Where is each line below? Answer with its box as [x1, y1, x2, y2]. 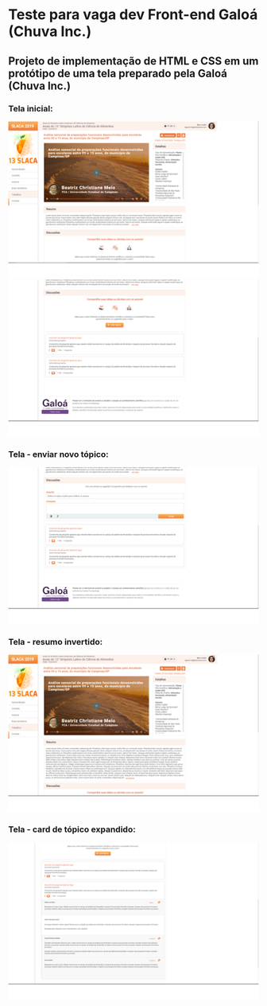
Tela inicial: [8, 103, 53, 114]
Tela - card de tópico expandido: [8, 824, 137, 835]
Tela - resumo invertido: [8, 637, 103, 648]
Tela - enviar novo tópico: [8, 448, 109, 459]
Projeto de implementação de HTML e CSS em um [8, 54, 259, 68]
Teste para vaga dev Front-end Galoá [8, 6, 258, 24]
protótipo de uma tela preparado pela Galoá [8, 66, 228, 80]
